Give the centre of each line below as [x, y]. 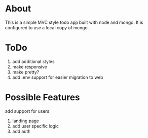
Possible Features [43, 98]
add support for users [27, 111]
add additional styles [34, 61]
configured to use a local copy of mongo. [47, 27]
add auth [21, 131]
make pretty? [26, 72]
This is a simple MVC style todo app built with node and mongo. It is [74, 22]
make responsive [30, 67]
